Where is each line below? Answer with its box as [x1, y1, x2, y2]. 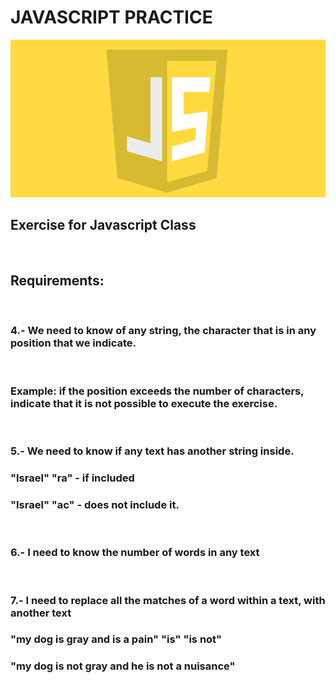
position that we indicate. [10, 336, 137, 350]
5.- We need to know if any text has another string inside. [10, 444, 295, 458]
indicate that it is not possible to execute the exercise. [10, 396, 278, 410]
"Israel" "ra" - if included [10, 471, 135, 485]
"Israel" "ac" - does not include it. [10, 497, 180, 511]
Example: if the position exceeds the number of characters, [10, 384, 305, 398]
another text [10, 606, 72, 620]
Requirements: [10, 272, 105, 290]
